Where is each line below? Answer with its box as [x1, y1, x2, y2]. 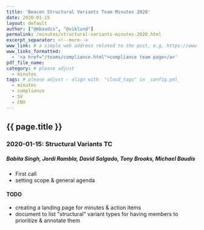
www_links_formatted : [6, 49, 61, 55]
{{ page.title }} [6, 122, 63, 132]
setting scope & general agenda [15, 177, 95, 184]
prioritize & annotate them [15, 217, 81, 225]
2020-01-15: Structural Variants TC [6, 140, 113, 148]
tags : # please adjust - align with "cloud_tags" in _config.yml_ [6, 76, 181, 83]
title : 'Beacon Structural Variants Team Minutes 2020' [6, 8, 151, 15]
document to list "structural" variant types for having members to [15, 211, 178, 218]
